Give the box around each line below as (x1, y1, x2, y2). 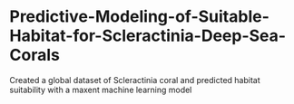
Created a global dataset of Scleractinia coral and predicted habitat (9, 74, 260, 85)
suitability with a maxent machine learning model (9, 84, 192, 95)
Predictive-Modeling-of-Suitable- (9, 6, 269, 27)
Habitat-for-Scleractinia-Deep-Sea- (9, 25, 287, 46)
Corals (9, 45, 61, 65)
